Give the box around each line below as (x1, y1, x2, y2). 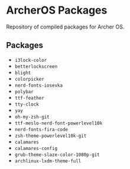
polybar (14, 88, 34, 95)
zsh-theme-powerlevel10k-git (14, 133, 87, 139)
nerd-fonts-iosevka (14, 82, 63, 88)
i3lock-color (14, 57, 47, 63)
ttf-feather (14, 95, 44, 101)
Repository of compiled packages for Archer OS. (6, 23, 125, 30)
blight (14, 69, 31, 76)
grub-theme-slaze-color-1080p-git (14, 152, 100, 158)
